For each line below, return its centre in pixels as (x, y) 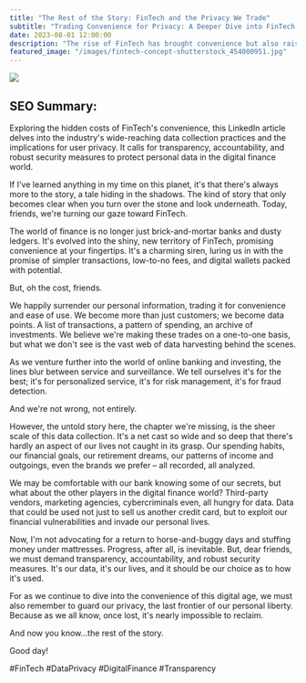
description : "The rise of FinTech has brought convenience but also (144, 43)
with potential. (36, 269)
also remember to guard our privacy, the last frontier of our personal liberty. (151, 605)
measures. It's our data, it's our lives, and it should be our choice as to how (150, 568)
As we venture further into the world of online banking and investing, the (145, 362)
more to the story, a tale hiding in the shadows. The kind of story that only (148, 194)
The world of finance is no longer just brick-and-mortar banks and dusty (146, 231)
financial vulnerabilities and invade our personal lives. (110, 521)
